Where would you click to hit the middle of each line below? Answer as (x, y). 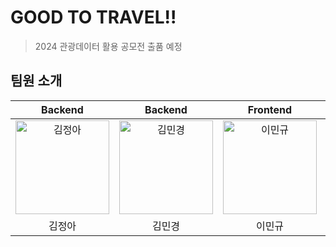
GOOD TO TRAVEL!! (93, 17)
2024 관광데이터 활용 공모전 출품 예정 (108, 46)
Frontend (270, 109)
